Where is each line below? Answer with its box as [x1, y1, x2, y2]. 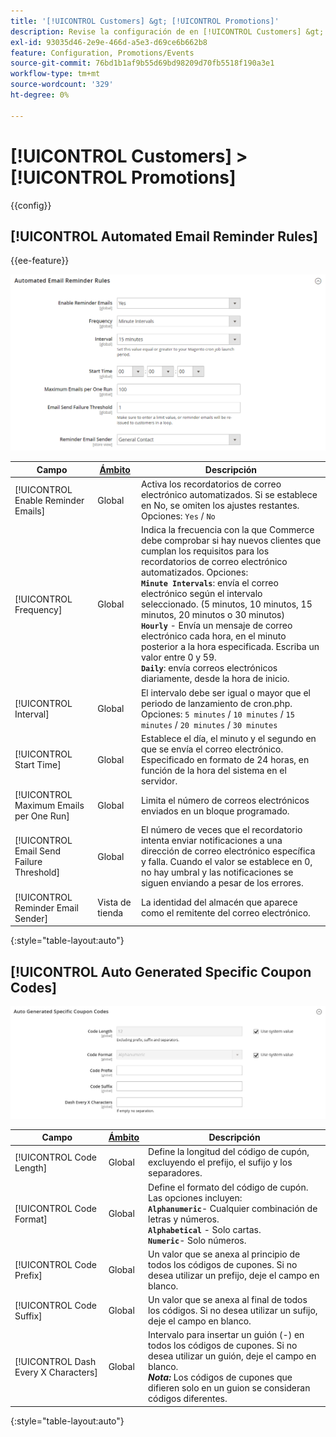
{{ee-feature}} [10, 255, 70, 267]
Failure [14, 856, 43, 868]
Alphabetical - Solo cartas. [148, 1223, 262, 1235]
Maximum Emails [14, 800, 85, 812]
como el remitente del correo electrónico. [140, 907, 311, 919]
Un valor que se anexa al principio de [148, 1248, 301, 1260]
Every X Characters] [14, 1366, 98, 1378]
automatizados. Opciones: [140, 566, 249, 579]
